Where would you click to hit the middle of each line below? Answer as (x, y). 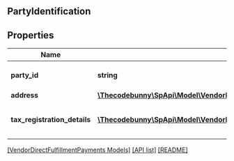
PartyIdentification (49, 11)
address (25, 95)
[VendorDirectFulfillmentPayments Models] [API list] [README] (97, 150)
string (108, 75)
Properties (31, 35)
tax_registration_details (51, 120)
